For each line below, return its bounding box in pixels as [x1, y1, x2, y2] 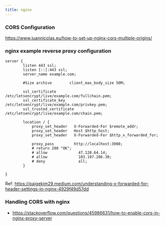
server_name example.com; [23, 72, 77, 77]
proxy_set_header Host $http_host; [31, 128, 110, 133]
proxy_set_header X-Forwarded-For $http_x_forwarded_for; [31, 133, 159, 138]
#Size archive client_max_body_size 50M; [23, 81, 125, 86]
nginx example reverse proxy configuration [5, 47, 111, 54]
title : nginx [5, 7, 32, 12]
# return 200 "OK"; [31, 146, 72, 151]
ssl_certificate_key [23, 98, 65, 103]
